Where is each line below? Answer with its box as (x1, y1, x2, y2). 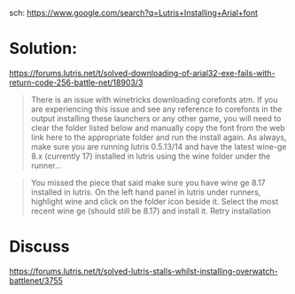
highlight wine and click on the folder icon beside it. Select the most (30, 196, 279, 206)
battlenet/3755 (9, 275, 64, 286)
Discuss (9, 236, 70, 257)
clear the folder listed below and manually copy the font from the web (30, 122, 285, 133)
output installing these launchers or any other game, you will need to (30, 112, 282, 123)
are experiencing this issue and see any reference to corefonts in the (30, 104, 283, 114)
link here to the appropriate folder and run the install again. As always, (30, 132, 287, 143)
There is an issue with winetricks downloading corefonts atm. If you (30, 94, 278, 104)
